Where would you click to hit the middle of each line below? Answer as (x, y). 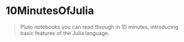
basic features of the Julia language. (65, 33)
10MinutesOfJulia (50, 11)
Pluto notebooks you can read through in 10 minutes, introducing (99, 27)
